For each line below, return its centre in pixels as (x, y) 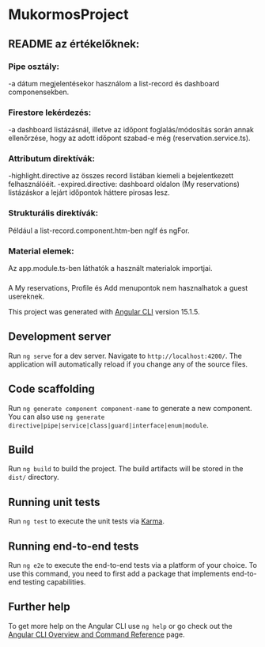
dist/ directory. (34, 478)
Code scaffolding (51, 389)
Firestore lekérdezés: (50, 112)
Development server (60, 337)
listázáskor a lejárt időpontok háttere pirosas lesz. (89, 192)
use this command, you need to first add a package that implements (119, 574)
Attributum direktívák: (51, 158)
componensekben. (39, 92)
